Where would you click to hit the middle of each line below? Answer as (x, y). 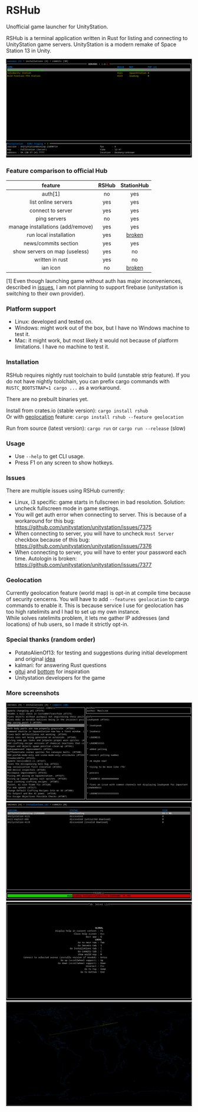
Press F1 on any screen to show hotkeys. (64, 462)
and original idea (35, 658)
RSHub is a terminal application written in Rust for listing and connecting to (97, 38)
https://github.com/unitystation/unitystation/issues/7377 (83, 565)
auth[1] (51, 194)
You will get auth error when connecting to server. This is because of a (100, 515)
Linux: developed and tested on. (54, 322)
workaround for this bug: (45, 521)
